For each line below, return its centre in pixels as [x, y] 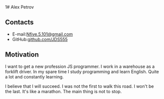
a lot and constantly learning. [35, 77]
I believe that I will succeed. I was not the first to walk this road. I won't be [80, 86]
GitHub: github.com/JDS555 [40, 39]
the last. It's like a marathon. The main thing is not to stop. [63, 91]
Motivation [22, 55]
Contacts [20, 22]
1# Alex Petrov [20, 7]
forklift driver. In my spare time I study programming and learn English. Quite [82, 71]
